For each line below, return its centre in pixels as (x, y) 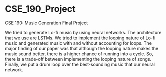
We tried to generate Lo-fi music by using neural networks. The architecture (83, 32)
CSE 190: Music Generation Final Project (47, 23)
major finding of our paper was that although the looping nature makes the (82, 48)
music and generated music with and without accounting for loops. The (79, 43)
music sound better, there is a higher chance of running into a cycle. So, (79, 54)
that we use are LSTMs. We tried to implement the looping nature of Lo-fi (80, 38)
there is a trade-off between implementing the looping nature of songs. (78, 59)
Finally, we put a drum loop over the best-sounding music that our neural (80, 64)
